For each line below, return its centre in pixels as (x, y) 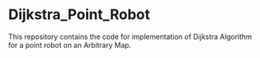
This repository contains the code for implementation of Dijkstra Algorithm (130, 37)
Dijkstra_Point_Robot (79, 15)
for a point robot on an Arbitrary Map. (70, 44)
